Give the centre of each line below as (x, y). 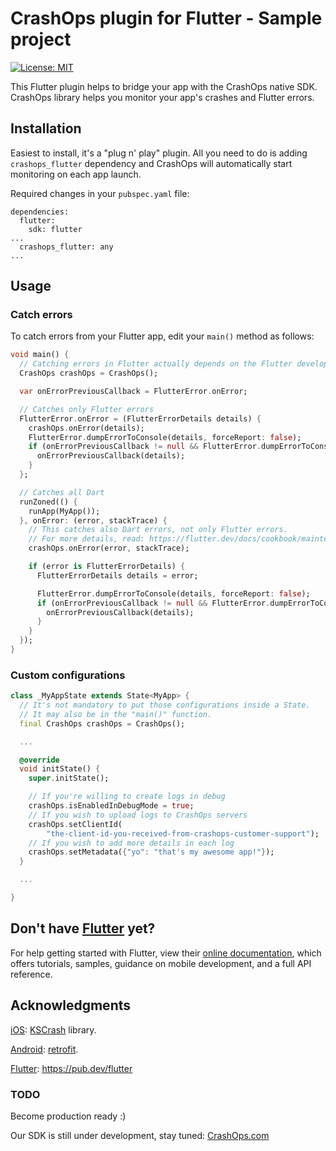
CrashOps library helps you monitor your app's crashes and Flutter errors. (162, 97)
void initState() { (60, 769)
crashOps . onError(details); (86, 428)
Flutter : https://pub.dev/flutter (71, 1068)
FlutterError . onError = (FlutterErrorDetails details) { (140, 418)
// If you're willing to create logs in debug (127, 797)
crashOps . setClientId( (75, 824)
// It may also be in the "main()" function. (116, 714)
